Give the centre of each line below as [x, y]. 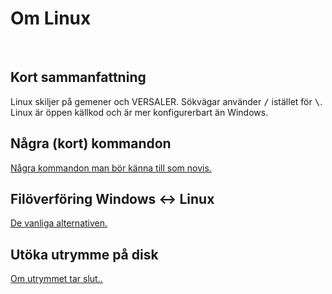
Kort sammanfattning [78, 77]
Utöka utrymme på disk [84, 254]
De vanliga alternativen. [59, 223]
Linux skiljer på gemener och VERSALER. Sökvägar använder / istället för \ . [166, 101]
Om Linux [51, 18]
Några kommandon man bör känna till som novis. [111, 168]
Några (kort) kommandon [91, 143]
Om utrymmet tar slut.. [56, 279]
